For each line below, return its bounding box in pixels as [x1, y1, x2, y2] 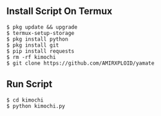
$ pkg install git [6, 41, 59, 49]
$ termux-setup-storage [6, 30, 75, 36]
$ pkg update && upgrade [6, 23, 78, 30]
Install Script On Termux [6, 5, 113, 17]
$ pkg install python [6, 36, 69, 43]
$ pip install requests [6, 47, 75, 54]
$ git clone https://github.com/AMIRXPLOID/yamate [6, 60, 155, 67]
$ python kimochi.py [6, 102, 66, 109]
